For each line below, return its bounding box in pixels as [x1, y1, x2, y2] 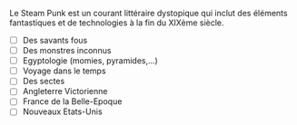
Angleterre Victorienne [22, 86, 108, 97]
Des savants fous [22, 35, 88, 45]
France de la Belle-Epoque [22, 96, 123, 107]
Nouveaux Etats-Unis [22, 106, 103, 117]
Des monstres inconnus [22, 45, 112, 56]
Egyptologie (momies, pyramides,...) [22, 55, 159, 66]
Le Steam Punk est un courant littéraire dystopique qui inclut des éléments [9, 8, 288, 18]
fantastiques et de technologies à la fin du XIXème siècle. [9, 17, 224, 28]
